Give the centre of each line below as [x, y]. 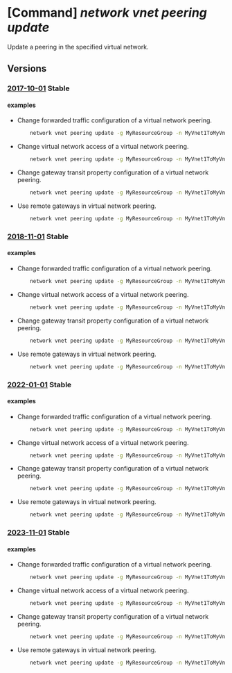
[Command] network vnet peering [107, 13]
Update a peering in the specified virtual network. [78, 47]
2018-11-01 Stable [38, 236]
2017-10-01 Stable [39, 88]
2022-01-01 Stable [39, 384]
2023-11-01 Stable [39, 533]
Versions [27, 68]
